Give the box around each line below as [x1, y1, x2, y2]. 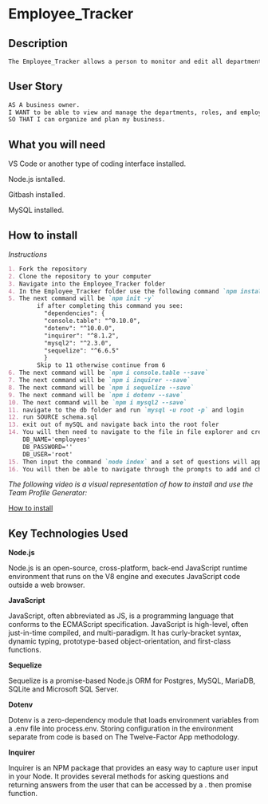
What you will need [8, 137, 106, 152]
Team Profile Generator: [8, 488, 88, 498]
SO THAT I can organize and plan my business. [8, 116, 166, 124]
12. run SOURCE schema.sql [8, 413, 98, 421]
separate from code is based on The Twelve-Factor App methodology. [8, 732, 240, 742]
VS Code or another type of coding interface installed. [8, 159, 187, 168]
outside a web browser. [8, 580, 85, 590]
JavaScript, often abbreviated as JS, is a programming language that [8, 611, 234, 621]
